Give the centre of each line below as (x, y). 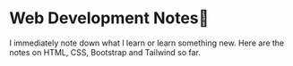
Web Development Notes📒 (109, 18)
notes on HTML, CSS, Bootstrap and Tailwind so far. (105, 52)
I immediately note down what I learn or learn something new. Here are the (147, 43)
